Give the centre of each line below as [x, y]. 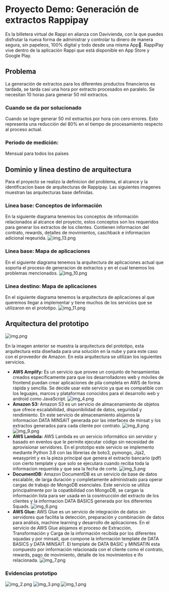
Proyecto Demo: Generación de [72, 9]
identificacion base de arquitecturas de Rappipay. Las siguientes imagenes [83, 187]
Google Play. [18, 55]
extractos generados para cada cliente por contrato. [67, 425]
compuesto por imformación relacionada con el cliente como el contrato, [88, 549]
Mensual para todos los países [37, 153]
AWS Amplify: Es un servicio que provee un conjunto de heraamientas [86, 372]
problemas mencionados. [32, 273]
